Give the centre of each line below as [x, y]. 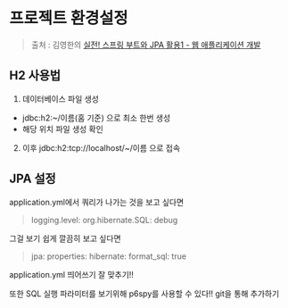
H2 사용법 [35, 75]
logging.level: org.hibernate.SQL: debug [104, 220]
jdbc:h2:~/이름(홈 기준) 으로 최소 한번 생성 [96, 118]
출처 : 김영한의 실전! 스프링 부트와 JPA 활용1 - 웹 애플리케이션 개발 [146, 45]
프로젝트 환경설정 [69, 18]
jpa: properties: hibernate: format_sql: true [109, 256]
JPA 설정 [33, 179]
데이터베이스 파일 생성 [61, 98]
